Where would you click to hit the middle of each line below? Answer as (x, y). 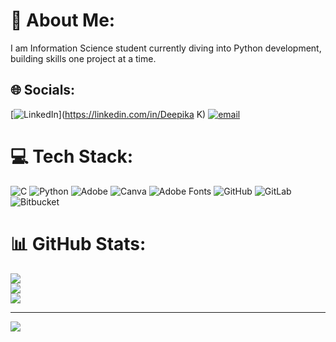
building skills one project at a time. (83, 58)
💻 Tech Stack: (72, 156)
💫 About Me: (63, 20)
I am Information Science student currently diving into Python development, (166, 48)
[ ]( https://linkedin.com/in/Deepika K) (108, 114)
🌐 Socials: (43, 90)
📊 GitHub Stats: (78, 243)
